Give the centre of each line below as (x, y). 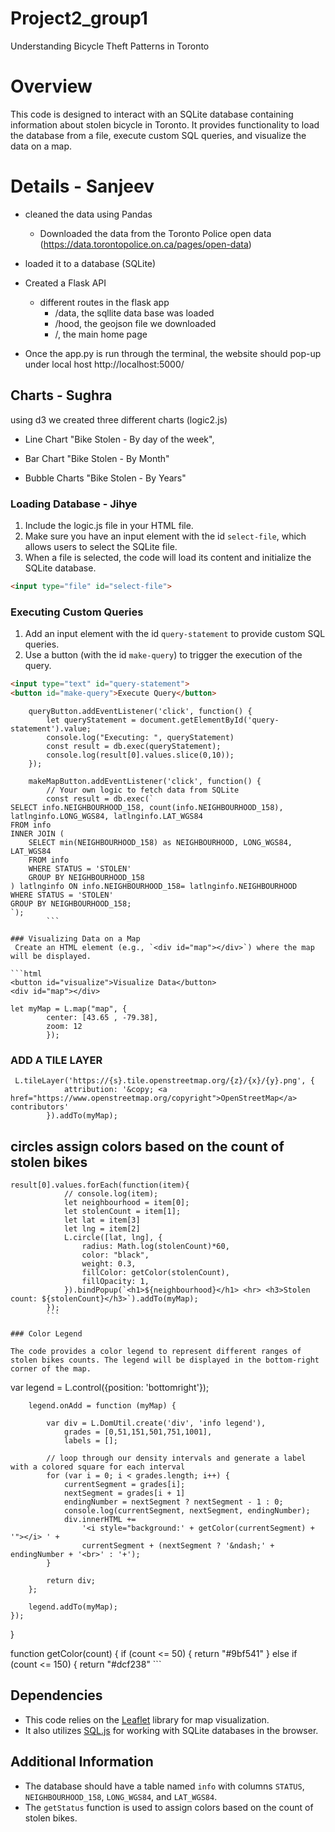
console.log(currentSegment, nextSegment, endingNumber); (187, 1510)
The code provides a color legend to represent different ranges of (156, 1351)
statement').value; (51, 728)
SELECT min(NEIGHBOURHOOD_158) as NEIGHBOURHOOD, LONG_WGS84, (160, 842)
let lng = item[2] (102, 1228)
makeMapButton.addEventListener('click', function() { (145, 781)
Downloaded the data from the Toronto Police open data (155, 233)
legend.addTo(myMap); (73, 1607)
